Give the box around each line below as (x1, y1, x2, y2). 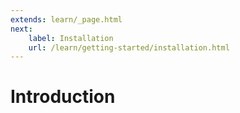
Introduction (10, 86, 116, 108)
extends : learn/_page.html (10, 14, 123, 25)
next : (10, 24, 33, 34)
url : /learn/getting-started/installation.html (28, 42, 230, 53)
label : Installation (28, 33, 114, 43)
